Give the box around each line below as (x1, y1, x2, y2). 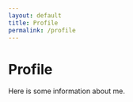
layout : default (8, 11, 62, 20)
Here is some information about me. (8, 86, 125, 96)
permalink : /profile (8, 26, 77, 34)
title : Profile (8, 19, 59, 27)
